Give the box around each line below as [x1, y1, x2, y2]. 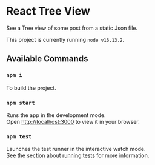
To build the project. [6, 84, 56, 92]
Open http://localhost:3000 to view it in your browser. [6, 118, 140, 125]
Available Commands [6, 53, 88, 64]
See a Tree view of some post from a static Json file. [6, 24, 138, 32]
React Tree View [6, 4, 91, 18]
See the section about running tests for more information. [6, 152, 150, 159]
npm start [6, 99, 35, 106]
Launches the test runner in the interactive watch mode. [6, 146, 147, 153]
